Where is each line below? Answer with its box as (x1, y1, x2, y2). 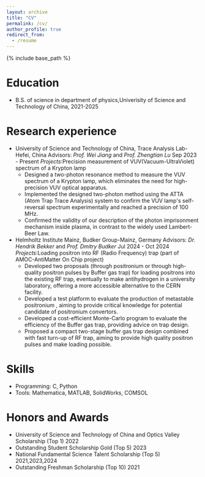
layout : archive (6, 9, 48, 15)
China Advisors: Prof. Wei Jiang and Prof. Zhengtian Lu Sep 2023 (31, 151, 197, 159)
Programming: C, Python (15, 382, 78, 390)
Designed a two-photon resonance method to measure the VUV (24, 170, 185, 178)
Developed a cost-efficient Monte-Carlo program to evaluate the (24, 314, 187, 321)
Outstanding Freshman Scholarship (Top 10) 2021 (15, 463, 140, 471)
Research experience (6, 124, 117, 138)
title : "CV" (6, 15, 37, 21)
